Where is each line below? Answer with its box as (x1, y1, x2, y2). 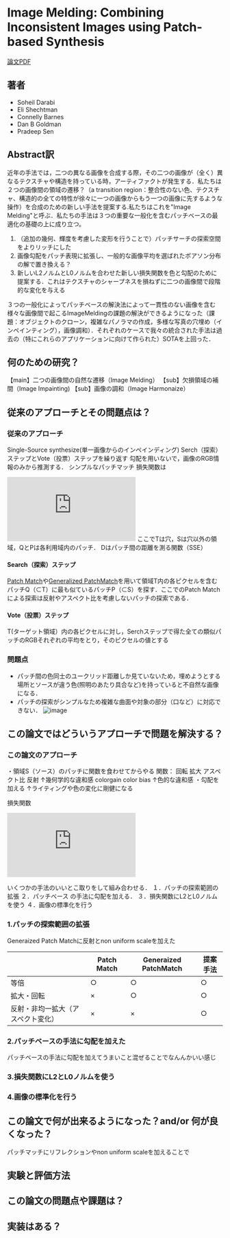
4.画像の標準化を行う (7, 1092, 77, 1102)
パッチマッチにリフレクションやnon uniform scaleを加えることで (7, 1148, 190, 1156)
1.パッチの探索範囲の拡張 (7, 920, 90, 930)
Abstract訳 (7, 149, 55, 160)
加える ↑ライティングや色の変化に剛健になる (7, 784, 133, 792)
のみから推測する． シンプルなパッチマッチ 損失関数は (12, 463, 166, 471)
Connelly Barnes (16, 112, 64, 121)
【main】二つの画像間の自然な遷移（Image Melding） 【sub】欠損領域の (7, 376, 213, 385)
